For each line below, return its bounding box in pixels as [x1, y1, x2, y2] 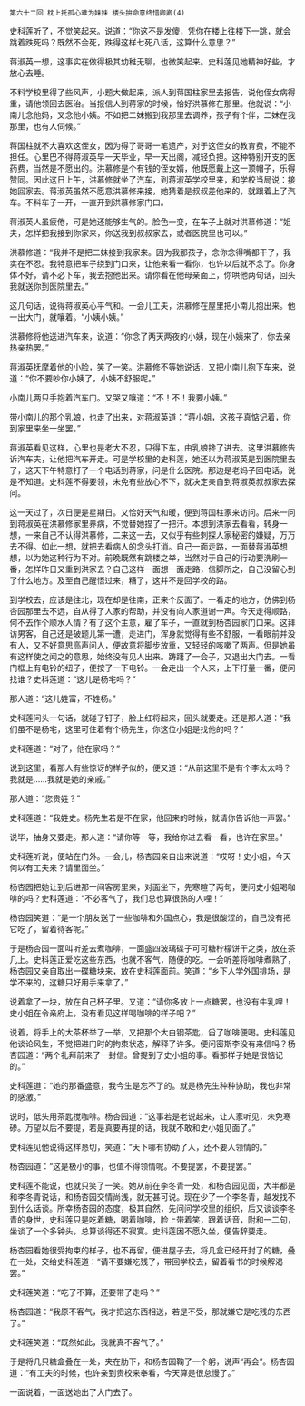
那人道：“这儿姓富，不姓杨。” [9, 693, 116, 704]
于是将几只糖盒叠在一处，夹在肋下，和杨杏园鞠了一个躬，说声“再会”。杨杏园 [9, 1356, 295, 1367]
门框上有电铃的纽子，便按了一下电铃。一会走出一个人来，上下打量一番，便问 [9, 662, 296, 673]
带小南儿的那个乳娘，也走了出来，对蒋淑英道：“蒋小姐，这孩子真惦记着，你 [9, 411, 292, 422]
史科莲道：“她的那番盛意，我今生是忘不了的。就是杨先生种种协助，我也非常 [9, 1080, 292, 1091]
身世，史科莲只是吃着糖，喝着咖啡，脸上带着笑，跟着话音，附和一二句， [25, 1214, 296, 1224]
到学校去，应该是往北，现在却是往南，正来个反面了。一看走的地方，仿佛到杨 [9, 594, 296, 605]
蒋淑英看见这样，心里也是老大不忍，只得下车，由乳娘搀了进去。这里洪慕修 [9, 442, 288, 452]
